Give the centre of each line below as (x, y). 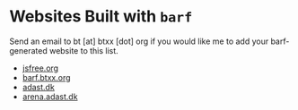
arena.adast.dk (50, 97)
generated (28, 50)
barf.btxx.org (46, 77)
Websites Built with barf (101, 17)
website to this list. (83, 50)
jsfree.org (40, 68)
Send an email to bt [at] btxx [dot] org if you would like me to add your (139, 41)
